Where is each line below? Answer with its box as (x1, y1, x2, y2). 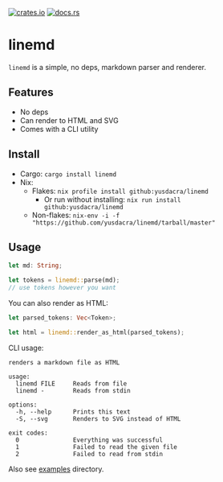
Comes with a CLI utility (19, 124, 99, 134)
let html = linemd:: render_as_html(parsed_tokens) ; (8, 328, 184, 336)
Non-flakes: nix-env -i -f (31, 210, 120, 220)
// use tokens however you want (8, 284, 116, 292)
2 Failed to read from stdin (15, 450, 163, 458)
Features (8, 85, 54, 100)
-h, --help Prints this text (15, 407, 131, 416)
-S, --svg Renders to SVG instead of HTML (15, 414, 181, 422)
